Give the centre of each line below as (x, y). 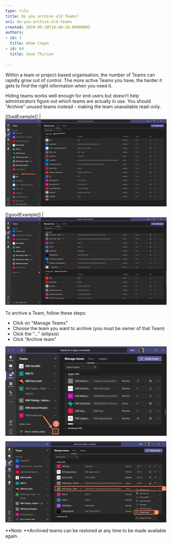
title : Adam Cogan (30, 44)
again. (12, 536)
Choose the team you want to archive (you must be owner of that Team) (89, 328)
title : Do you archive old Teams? (42, 16)
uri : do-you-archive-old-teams (39, 22)
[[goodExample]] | (24, 215)
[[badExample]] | (23, 116)
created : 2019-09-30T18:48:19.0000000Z (48, 27)
